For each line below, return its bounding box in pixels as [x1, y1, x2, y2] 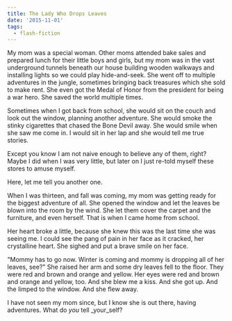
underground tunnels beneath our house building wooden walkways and [7, 63, 215, 72]
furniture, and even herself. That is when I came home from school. [7, 214, 200, 222]
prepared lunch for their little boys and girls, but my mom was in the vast [7, 56, 215, 65]
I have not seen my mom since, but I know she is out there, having [7, 299, 197, 307]
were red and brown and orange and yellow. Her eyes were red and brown [7, 270, 220, 279]
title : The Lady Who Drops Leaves [7, 10, 108, 17]
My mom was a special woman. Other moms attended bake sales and [7, 49, 206, 57]
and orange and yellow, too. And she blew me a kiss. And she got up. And [7, 278, 218, 286]
